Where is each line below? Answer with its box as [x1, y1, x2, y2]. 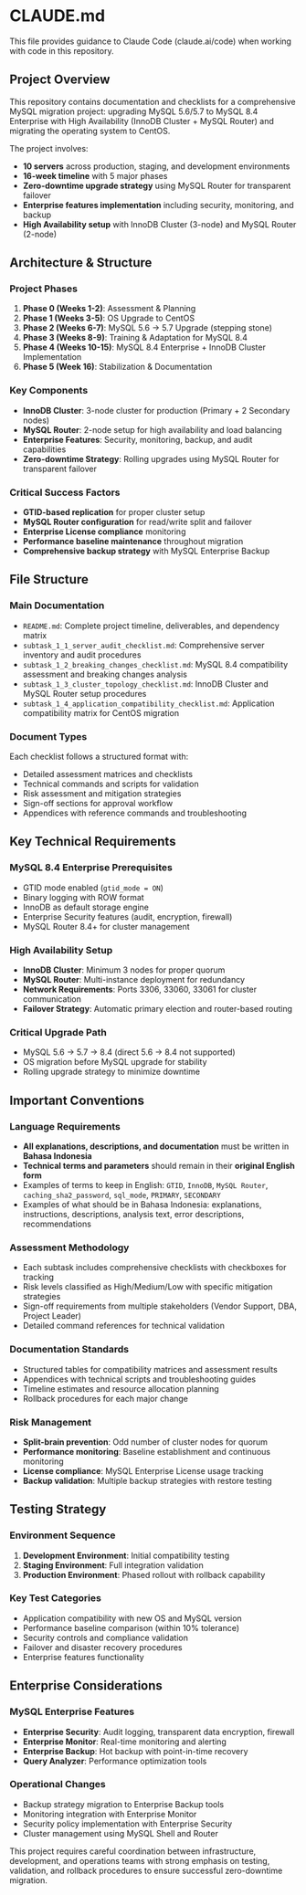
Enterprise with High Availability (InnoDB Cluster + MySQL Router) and [9, 115, 274, 126]
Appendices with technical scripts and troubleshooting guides [22, 1374, 257, 1384]
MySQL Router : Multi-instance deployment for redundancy [22, 974, 245, 984]
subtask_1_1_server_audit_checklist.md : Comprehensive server [22, 639, 265, 650]
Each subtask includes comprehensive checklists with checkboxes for [22, 1262, 287, 1273]
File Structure [9, 572, 89, 587]
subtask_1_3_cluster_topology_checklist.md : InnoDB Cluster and [22, 678, 269, 690]
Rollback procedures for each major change [22, 1393, 189, 1404]
